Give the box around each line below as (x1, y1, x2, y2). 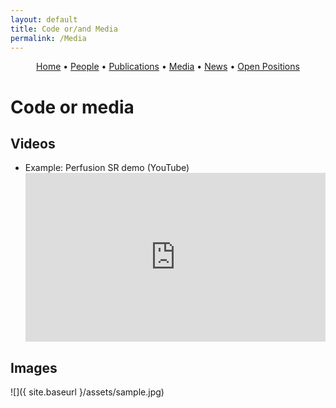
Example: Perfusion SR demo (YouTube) (24, 162, 190, 174)
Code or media (10, 96, 135, 118)
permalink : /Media (10, 33, 87, 43)
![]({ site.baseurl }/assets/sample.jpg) (10, 386, 165, 398)
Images (10, 359, 58, 376)
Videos (10, 135, 56, 152)
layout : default (10, 14, 78, 25)
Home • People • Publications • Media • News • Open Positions (36, 61, 300, 73)
